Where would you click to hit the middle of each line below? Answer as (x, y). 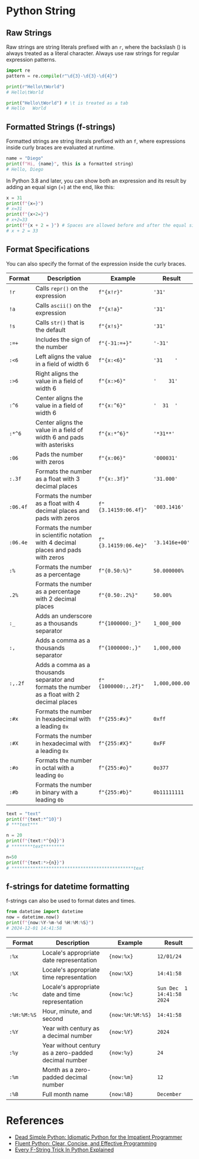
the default (51, 330)
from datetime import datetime (45, 912)
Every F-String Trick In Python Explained (64, 1150)
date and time (62, 994)
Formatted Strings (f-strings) (61, 127)
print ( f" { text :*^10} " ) (34, 819)
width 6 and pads (60, 437)
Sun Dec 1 (172, 988)
